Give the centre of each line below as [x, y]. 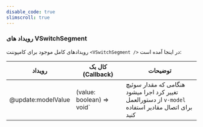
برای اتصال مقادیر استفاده [159, 107]
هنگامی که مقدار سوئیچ [156, 84]
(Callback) [98, 74]
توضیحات [160, 70]
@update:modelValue [40, 99]
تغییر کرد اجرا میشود [152, 92]
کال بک [98, 67]
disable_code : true [31, 12]
